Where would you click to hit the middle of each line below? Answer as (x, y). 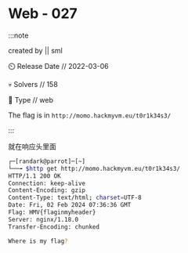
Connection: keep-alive (47, 183)
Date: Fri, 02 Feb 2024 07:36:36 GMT (70, 205)
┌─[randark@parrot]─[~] (47, 161)
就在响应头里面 (32, 146)
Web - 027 (43, 14)
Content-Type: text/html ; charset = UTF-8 (75, 198)
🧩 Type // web (31, 99)
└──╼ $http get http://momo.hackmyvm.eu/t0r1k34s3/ (94, 168)
